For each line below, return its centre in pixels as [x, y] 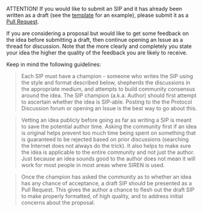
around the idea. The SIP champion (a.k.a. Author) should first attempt [109, 95]
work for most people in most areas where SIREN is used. [93, 165]
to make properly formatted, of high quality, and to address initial [102, 196]
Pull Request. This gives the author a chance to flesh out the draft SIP [108, 190]
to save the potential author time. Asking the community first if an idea [109, 126]
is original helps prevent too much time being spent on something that [108, 133]
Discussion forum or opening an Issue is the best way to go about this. [109, 108]
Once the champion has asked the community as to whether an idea [106, 177]
